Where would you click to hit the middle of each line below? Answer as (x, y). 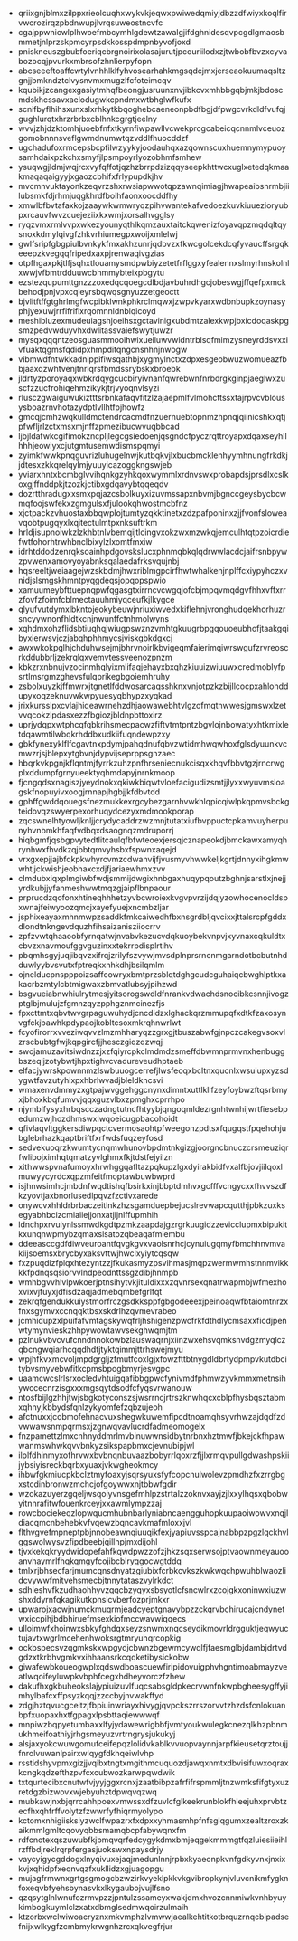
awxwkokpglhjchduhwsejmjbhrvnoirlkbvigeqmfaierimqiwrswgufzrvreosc (153, 647)
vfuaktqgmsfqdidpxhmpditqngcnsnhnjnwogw (102, 349)
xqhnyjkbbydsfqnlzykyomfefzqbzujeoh (90, 1407)
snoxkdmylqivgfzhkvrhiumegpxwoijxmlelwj (98, 234)
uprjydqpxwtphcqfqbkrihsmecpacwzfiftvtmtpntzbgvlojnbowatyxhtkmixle (153, 724)
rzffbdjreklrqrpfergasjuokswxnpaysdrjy (91, 1849)
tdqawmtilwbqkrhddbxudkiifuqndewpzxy (94, 734)
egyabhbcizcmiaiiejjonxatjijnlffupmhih (88, 1215)
